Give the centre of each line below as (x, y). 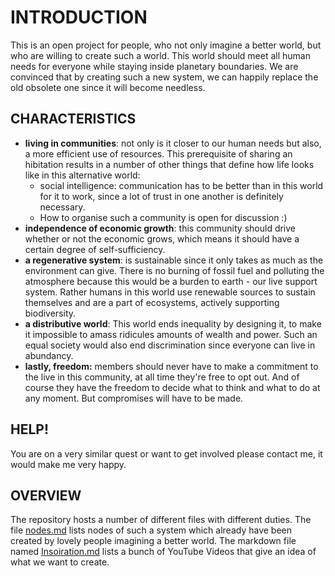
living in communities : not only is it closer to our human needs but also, (173, 143)
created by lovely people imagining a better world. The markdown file (153, 541)
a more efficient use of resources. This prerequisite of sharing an (158, 153)
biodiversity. (50, 313)
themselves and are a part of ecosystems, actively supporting (152, 302)
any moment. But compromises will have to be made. (134, 398)
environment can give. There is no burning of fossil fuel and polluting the (174, 270)
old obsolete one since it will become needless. (108, 87)
